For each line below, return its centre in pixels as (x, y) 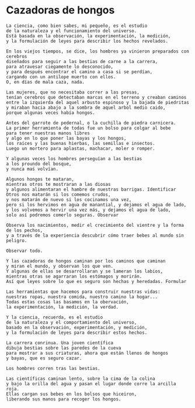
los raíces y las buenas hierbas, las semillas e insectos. (81, 143)
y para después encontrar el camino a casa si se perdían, (79, 72)
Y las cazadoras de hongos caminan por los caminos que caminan (86, 261)
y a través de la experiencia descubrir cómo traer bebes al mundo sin (95, 235)
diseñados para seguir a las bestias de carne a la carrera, (82, 61)
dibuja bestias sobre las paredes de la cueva (64, 348)
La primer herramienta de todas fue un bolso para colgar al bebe (88, 128)
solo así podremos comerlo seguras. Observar (62, 215)
